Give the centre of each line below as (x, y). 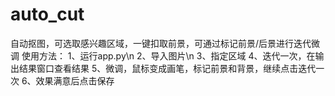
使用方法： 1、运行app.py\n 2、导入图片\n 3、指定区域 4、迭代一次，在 (168, 55)
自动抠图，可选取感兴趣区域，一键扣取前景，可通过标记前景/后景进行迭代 (161, 43)
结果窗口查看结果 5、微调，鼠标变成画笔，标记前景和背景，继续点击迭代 (167, 68)
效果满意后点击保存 (75, 80)
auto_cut (47, 14)
